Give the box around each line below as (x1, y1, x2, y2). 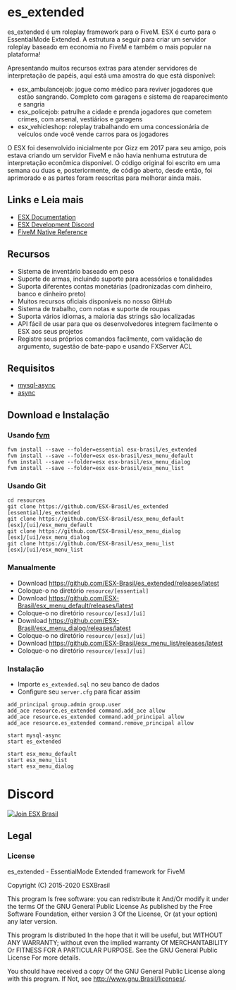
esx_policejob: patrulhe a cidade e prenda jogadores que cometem (17, 107, 212, 116)
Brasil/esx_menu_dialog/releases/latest (17, 624, 132, 632)
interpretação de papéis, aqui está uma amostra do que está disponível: (7, 71, 216, 80)
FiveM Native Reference (17, 227, 88, 236)
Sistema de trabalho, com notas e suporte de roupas (17, 304, 170, 313)
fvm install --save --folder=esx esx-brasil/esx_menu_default (7, 452, 194, 459)
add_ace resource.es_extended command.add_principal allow (7, 713, 185, 720)
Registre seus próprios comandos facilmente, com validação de (17, 334, 203, 343)
